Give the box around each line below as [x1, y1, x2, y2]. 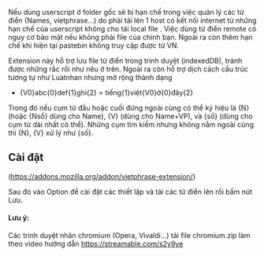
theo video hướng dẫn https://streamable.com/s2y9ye [8, 240, 184, 249]
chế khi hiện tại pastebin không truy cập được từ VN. [8, 41, 180, 50]
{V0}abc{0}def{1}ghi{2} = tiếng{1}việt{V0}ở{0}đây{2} [19, 88, 194, 97]
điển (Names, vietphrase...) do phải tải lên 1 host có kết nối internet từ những [8, 16, 257, 25]
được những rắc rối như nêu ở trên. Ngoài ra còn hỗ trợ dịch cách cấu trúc [8, 64, 248, 74]
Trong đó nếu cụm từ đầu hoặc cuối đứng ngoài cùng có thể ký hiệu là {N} [8, 103, 250, 112]
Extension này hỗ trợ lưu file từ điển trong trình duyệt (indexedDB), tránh [8, 56, 243, 65]
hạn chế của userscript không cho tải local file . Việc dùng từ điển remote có [8, 24, 257, 33]
